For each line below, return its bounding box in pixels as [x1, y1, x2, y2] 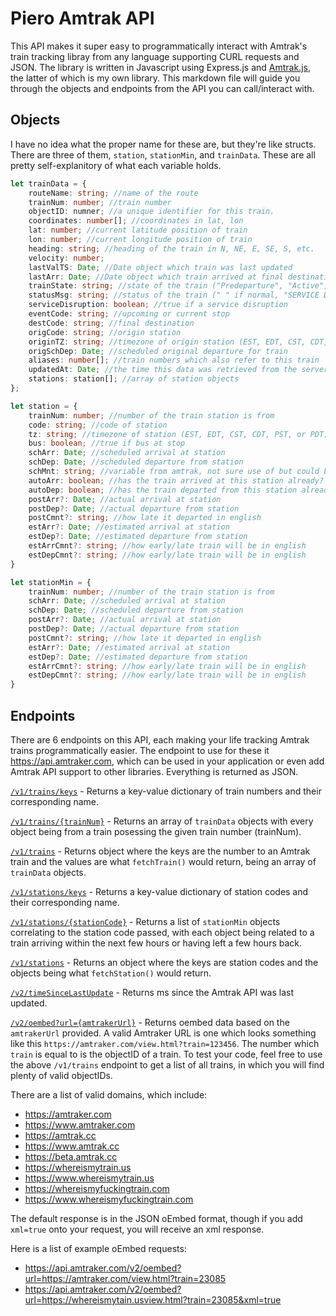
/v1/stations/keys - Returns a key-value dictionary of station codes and [10, 885, 309, 897]
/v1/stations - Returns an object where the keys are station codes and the [10, 956, 319, 968]
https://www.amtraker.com [24, 1118, 136, 1131]
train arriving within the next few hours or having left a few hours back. [10, 937, 303, 949]
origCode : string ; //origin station [28, 327, 182, 337]
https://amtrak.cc [24, 1129, 97, 1141]
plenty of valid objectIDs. [10, 1069, 113, 1081]
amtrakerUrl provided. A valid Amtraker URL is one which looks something [10, 1027, 317, 1039]
